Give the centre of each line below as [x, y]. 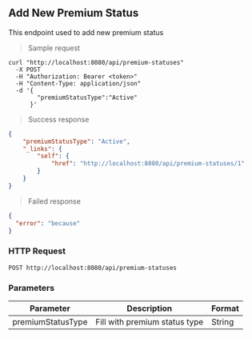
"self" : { [53, 156]
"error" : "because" [48, 223]
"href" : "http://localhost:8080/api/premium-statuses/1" [148, 164]
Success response [58, 119]
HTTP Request [37, 251]
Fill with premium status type [150, 322]
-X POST [28, 70]
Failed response [54, 201]
